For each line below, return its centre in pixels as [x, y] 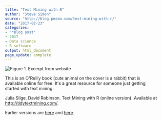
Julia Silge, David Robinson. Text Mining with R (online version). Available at [81, 98]
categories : [17, 28]
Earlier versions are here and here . [40, 113]
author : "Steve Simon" [28, 14]
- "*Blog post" [20, 32]
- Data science [20, 41]
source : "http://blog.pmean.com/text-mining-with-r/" [61, 19]
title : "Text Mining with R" [35, 10]
